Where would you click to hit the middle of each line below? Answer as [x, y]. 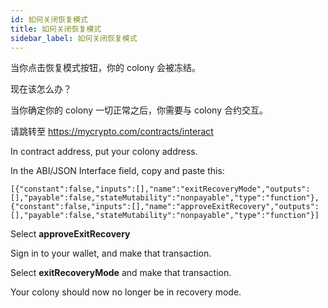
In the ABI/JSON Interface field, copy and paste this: [117, 171]
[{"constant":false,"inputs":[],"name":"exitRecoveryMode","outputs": [160, 189]
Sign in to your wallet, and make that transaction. [111, 253]
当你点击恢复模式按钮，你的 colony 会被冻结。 [105, 68]
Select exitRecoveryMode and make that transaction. [121, 273]
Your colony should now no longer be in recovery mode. [126, 292]
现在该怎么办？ [41, 89]
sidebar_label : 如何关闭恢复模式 [74, 38]
